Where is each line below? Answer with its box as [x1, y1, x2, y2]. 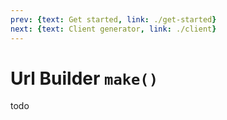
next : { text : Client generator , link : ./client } [10, 24, 217, 34]
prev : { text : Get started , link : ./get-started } [10, 14, 217, 25]
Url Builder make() [10, 67, 159, 90]
